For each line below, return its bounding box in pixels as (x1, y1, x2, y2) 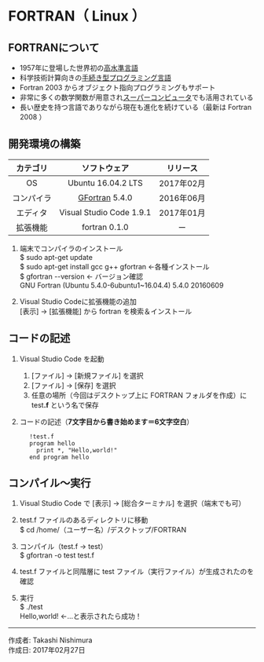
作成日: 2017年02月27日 (8, 646, 86, 655)
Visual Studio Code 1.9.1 (59, 207, 152, 218)
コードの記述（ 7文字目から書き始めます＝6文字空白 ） (19, 417, 194, 426)
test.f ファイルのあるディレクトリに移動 (19, 515, 148, 525)
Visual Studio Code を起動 (19, 354, 104, 364)
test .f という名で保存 (31, 400, 100, 409)
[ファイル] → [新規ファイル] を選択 (31, 371, 144, 380)
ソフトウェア (81, 163, 130, 174)
